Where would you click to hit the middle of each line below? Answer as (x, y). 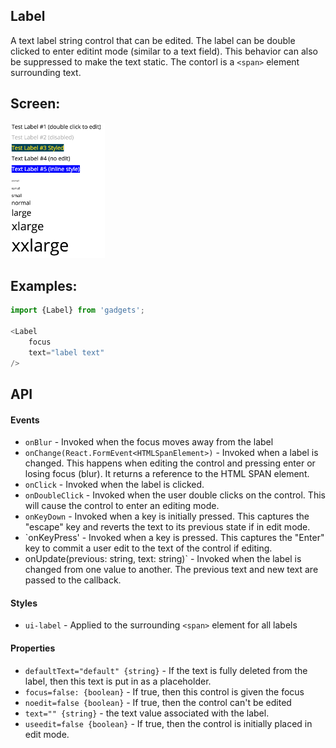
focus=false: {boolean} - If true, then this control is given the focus (164, 691)
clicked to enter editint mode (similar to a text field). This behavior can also (164, 51)
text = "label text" (66, 352)
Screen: (35, 104)
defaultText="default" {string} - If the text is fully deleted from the (166, 670)
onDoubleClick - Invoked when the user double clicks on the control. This (175, 495)
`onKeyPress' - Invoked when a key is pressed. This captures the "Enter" (174, 538)
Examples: (44, 285)
